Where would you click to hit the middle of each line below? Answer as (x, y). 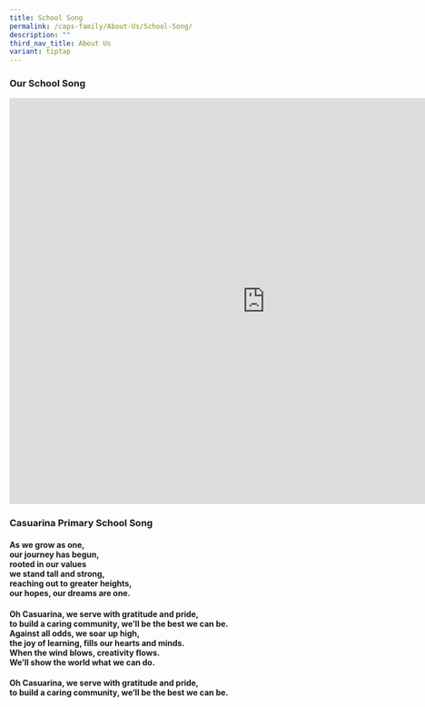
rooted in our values (48, 563)
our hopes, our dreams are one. (70, 592)
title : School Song (46, 18)
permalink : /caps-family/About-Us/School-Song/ (101, 26)
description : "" (40, 35)
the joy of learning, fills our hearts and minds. (97, 642)
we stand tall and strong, (57, 573)
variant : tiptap (40, 52)
